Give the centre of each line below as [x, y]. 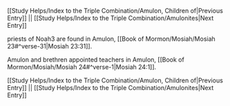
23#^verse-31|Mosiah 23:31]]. [50, 46]
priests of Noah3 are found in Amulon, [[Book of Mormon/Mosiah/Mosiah [111, 39]
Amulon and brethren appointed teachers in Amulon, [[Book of [96, 60]
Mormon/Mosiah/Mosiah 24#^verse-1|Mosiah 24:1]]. [82, 67]
